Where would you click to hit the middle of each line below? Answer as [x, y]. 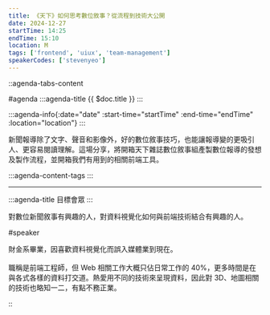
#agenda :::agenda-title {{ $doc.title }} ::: [76, 99]
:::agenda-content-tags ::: [51, 175]
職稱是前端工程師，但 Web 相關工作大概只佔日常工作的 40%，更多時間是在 [133, 267]
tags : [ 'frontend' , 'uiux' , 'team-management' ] [90, 53]
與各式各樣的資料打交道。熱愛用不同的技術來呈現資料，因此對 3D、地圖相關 [134, 277]
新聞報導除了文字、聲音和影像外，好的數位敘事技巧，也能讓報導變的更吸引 [131, 139]
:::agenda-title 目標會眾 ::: [51, 199]
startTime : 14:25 [37, 30]
